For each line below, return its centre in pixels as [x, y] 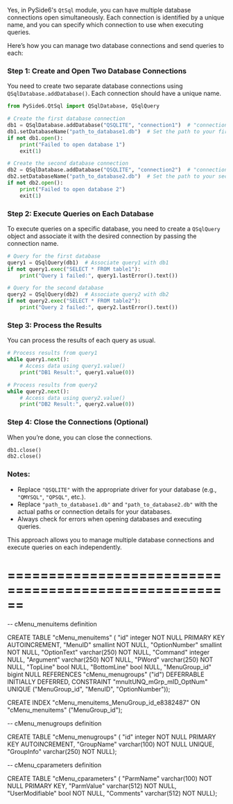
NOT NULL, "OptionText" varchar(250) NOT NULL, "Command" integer [109, 652]
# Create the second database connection [68, 164]
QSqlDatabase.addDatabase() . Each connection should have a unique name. [114, 94]
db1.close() [24, 450]
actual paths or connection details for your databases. [94, 511]
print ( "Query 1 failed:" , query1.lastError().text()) [99, 276]
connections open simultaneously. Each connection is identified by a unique [116, 17]
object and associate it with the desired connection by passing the [102, 236]
